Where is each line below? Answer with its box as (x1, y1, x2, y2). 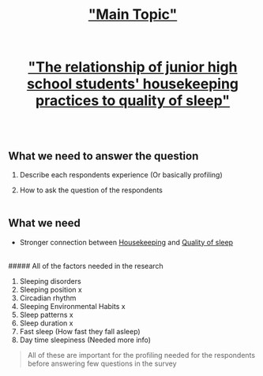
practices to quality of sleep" (35, 92, 231, 110)
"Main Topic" (88, 6, 178, 24)
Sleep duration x (19, 318, 73, 328)
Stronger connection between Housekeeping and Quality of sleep (19, 237, 234, 247)
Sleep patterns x (19, 310, 73, 319)
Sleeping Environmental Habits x (19, 301, 126, 311)
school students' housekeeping (26, 75, 239, 93)
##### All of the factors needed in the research (8, 261, 163, 270)
